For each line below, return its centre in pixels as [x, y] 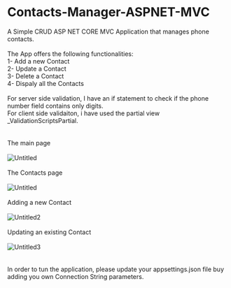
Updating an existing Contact [49, 232]
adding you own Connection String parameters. [76, 276]
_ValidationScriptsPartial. [43, 120]
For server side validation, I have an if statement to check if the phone [108, 98]
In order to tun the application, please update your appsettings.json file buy [116, 269]
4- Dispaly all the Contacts [45, 83]
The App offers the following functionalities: [70, 54]
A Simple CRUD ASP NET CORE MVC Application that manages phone [108, 31]
